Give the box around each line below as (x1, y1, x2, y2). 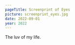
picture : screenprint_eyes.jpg (5, 12, 68, 17)
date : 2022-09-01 (5, 16, 40, 21)
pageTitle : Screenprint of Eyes (5, 7, 70, 12)
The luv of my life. (5, 34, 41, 40)
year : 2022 (5, 21, 27, 26)
